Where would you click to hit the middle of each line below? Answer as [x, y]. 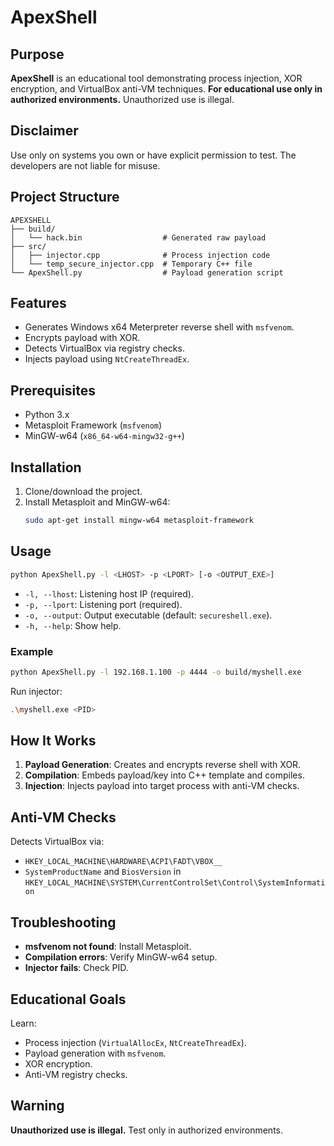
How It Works [53, 741]
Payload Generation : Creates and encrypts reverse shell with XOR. [163, 765]
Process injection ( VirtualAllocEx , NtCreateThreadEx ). [135, 1042]
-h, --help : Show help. [73, 625]
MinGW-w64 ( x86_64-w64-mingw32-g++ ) [104, 436]
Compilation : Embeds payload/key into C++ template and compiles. [164, 775]
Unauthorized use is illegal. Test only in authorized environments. [146, 1130]
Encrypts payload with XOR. [82, 338]
